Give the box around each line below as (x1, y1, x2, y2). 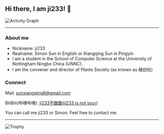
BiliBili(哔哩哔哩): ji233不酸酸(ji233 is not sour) (5, 100, 98, 106)
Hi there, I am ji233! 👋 (5, 5, 72, 13)
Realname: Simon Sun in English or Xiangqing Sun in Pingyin (12, 50, 134, 56)
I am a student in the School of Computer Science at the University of (12, 56, 152, 62)
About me (5, 34, 29, 41)
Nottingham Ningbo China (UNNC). (12, 61, 83, 67)
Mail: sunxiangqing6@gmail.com (5, 90, 71, 96)
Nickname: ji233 (12, 46, 45, 51)
